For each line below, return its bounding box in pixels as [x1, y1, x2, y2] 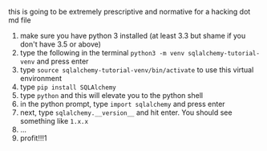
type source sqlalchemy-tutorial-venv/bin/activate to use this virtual [19, 65, 254, 75]
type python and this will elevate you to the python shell [19, 91, 203, 100]
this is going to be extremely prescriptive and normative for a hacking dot [8, 7, 251, 16]
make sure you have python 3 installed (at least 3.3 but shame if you [19, 31, 246, 40]
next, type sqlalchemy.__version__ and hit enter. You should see [19, 108, 233, 117]
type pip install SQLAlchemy [19, 82, 116, 92]
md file [8, 15, 31, 25]
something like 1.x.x [19, 116, 89, 125]
